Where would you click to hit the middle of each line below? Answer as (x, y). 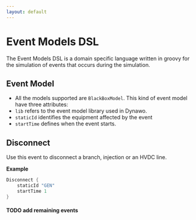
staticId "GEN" (36, 186)
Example (17, 169)
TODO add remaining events (42, 210)
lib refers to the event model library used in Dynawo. (81, 111)
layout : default (26, 12)
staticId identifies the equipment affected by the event (84, 118)
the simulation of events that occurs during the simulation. (78, 64)
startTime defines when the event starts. (65, 124)
